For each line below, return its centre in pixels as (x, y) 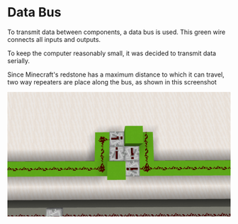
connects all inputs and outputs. (54, 39)
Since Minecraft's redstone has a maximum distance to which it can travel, (116, 74)
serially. (19, 60)
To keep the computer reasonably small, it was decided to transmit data (112, 53)
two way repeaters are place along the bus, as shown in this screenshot (112, 82)
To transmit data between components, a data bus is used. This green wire (117, 32)
